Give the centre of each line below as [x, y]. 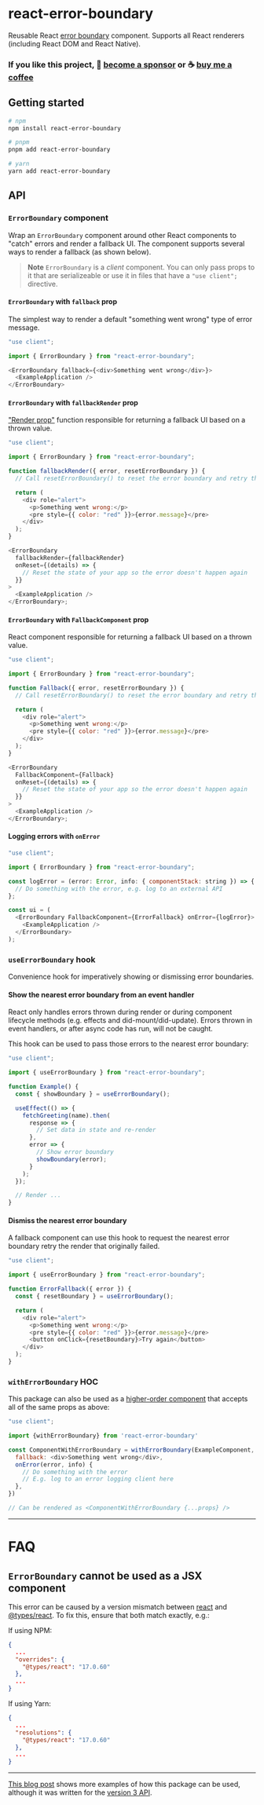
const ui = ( [29, 910]
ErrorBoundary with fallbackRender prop [73, 402]
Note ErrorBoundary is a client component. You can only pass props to [141, 267]
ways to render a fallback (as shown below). [80, 251]
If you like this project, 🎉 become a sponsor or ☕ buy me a [120, 64]
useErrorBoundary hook [52, 959]
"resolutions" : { [44, 1733]
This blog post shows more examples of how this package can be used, [125, 1785]
